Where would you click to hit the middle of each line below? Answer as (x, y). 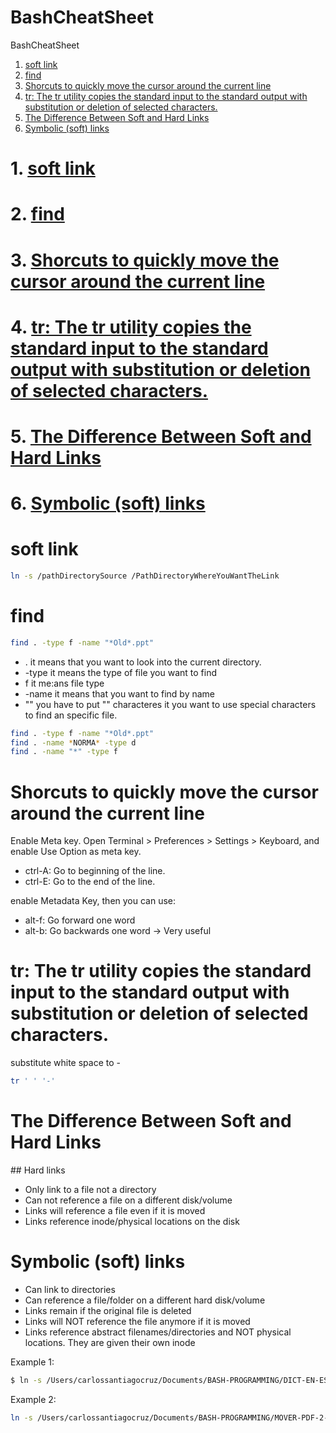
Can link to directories (70, 1289)
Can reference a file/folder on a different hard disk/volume (145, 1300)
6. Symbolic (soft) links (108, 503)
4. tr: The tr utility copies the (131, 327)
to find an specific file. (71, 715)
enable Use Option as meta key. (76, 852)
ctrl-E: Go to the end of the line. (90, 882)
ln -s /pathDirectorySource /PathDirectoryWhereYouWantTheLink (145, 576)
